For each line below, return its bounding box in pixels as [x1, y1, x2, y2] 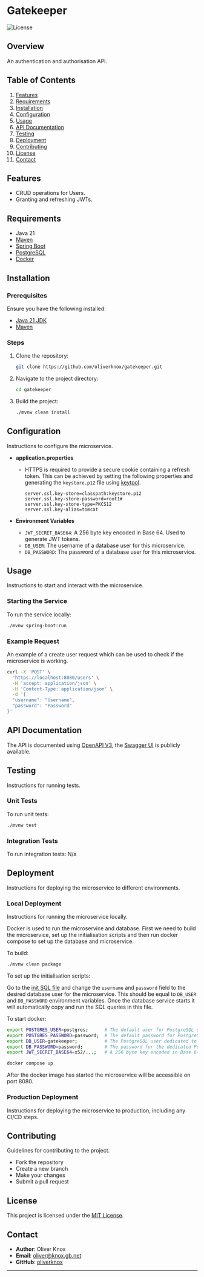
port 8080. [7, 1078, 34, 1085]
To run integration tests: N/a [7, 850, 77, 857]
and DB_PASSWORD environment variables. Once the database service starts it [7, 996, 196, 1004]
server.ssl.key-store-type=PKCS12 [24, 501, 112, 507]
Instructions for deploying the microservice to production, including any [7, 1106, 186, 1114]
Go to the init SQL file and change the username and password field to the [7, 984, 186, 991]
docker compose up [7, 1060, 53, 1066]
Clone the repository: [15, 352, 69, 359]
